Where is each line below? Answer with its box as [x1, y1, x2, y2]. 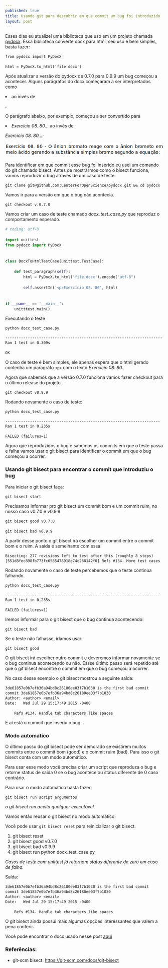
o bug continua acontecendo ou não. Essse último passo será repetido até [5, 660, 159, 666]
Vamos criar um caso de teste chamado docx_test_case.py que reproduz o [5, 211, 160, 217]
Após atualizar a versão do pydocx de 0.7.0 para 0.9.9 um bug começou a [5, 73, 158, 79]
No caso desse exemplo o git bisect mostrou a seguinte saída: [5, 675, 134, 681]
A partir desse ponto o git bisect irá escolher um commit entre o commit [5, 537, 154, 543]
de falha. [5, 864, 24, 870]
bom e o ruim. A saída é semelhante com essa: [5, 543, 102, 549]
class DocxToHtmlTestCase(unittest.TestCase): [5, 258, 104, 264]
